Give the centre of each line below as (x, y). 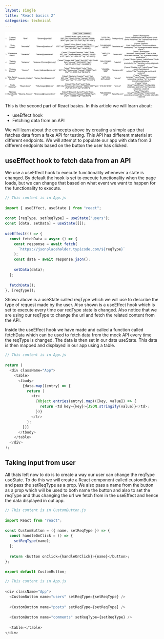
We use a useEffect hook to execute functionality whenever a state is (74, 172)
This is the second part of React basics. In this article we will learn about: (79, 105)
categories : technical (28, 21)
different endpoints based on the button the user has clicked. (66, 145)
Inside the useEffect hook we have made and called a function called (74, 330)
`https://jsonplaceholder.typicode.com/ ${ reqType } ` (72, 249)
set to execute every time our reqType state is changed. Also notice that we (81, 310)
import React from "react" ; (34, 520)
